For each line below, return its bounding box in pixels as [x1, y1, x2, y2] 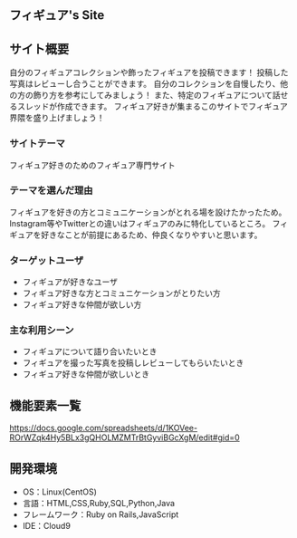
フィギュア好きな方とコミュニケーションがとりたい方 [22, 288, 221, 299]
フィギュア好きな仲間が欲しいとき [22, 369, 150, 379]
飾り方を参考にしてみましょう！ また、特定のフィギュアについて [33, 90, 273, 101]
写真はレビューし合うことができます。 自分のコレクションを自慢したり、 [9, 79, 281, 90]
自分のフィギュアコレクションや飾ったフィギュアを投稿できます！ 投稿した [9, 67, 289, 78]
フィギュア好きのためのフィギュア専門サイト [9, 159, 176, 170]
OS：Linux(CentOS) [22, 486, 98, 497]
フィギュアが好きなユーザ [22, 276, 118, 287]
